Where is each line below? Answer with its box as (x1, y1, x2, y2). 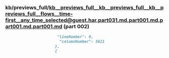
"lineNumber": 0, (57, 34, 94, 39)
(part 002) (63, 23, 90, 30)
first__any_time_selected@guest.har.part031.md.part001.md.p (5, 17, 163, 24)
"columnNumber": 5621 (59, 39, 105, 44)
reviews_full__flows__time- (5, 10, 73, 17)
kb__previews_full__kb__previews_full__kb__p (48, 4, 164, 11)
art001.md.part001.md (5, 23, 63, 30)
